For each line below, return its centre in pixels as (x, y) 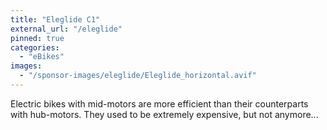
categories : (35, 47)
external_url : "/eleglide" (66, 29)
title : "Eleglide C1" (55, 19)
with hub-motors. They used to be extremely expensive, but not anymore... (164, 114)
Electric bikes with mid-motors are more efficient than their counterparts (159, 103)
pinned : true (37, 38)
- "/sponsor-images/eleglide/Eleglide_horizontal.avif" (138, 76)
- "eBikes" (42, 57)
